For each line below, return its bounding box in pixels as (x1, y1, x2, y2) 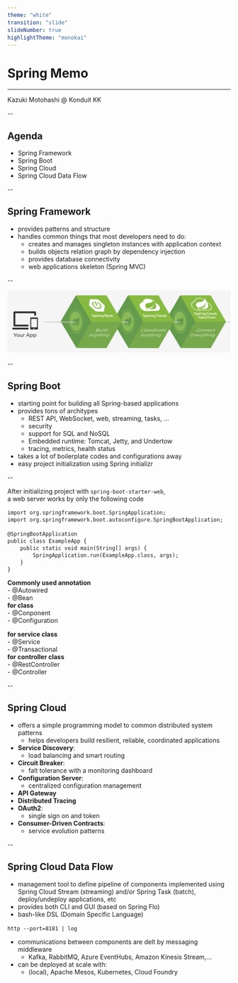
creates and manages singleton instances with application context (28, 239, 222, 248)
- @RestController (7, 660, 60, 668)
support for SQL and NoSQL (28, 429, 110, 438)
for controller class (7, 652, 65, 661)
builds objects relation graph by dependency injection (28, 247, 186, 256)
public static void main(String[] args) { (20, 544, 147, 552)
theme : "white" (7, 11, 52, 18)
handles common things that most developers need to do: (17, 232, 186, 241)
